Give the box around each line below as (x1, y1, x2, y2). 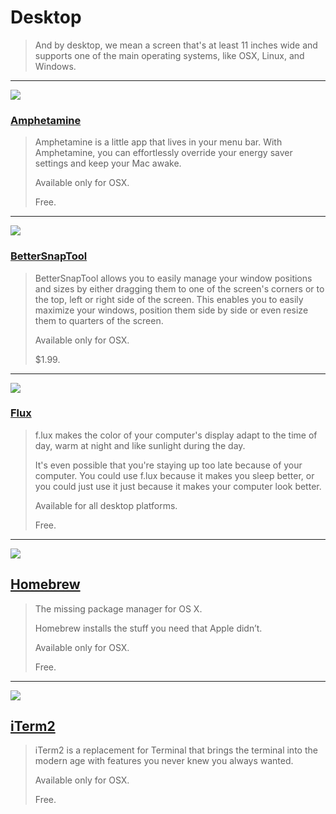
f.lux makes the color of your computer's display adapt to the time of (34, 429, 318, 441)
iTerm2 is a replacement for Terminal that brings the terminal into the (34, 744, 318, 756)
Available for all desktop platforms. (34, 499, 178, 511)
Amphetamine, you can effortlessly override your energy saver (34, 147, 293, 159)
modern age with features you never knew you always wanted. (34, 755, 294, 767)
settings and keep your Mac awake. (34, 157, 182, 170)
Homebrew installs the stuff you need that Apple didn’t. (34, 622, 263, 634)
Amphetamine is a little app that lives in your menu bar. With (34, 136, 283, 148)
